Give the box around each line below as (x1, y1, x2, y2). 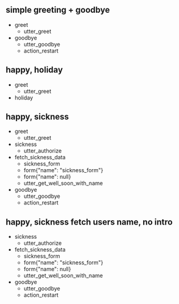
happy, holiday (5, 65, 63, 75)
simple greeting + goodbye (5, 5, 110, 15)
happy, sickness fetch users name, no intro (5, 217, 173, 227)
